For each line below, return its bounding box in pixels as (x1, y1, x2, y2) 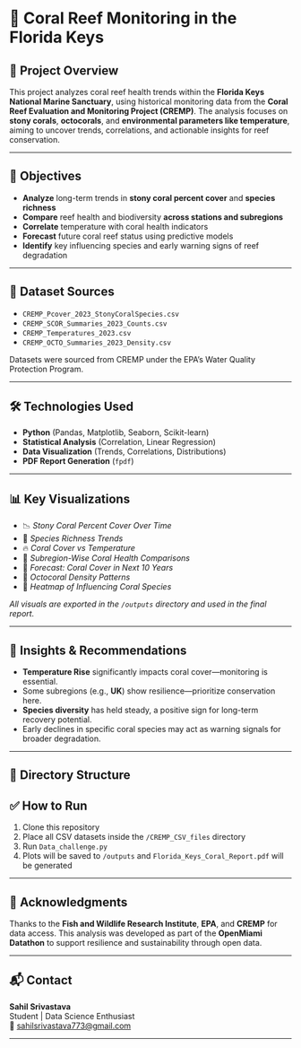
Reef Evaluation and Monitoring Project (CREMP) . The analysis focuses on (9, 106, 288, 116)
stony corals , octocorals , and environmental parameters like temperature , (9, 116, 290, 126)
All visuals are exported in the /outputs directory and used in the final (9, 598, 267, 609)
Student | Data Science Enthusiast (9, 1010, 135, 1021)
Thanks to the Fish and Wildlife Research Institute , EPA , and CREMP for (9, 919, 278, 930)
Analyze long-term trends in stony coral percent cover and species (21, 192, 276, 203)
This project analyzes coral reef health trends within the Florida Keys (9, 87, 265, 97)
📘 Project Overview (9, 63, 119, 78)
